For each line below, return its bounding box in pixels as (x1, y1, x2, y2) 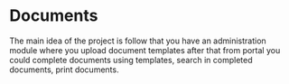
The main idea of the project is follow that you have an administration (9, 35, 266, 46)
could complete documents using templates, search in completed (9, 54, 253, 65)
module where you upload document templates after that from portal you (9, 44, 281, 55)
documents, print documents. (9, 64, 119, 75)
